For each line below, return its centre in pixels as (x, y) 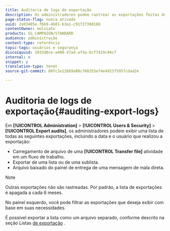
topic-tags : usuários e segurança (42, 48)
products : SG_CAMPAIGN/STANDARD (39, 33)
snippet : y (17, 62)
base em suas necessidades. (35, 208)
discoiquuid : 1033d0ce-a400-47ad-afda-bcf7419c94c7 (61, 52)
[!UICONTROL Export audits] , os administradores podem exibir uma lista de (84, 131)
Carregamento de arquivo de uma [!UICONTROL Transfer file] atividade (88, 151)
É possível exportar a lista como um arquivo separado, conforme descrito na (85, 217)
